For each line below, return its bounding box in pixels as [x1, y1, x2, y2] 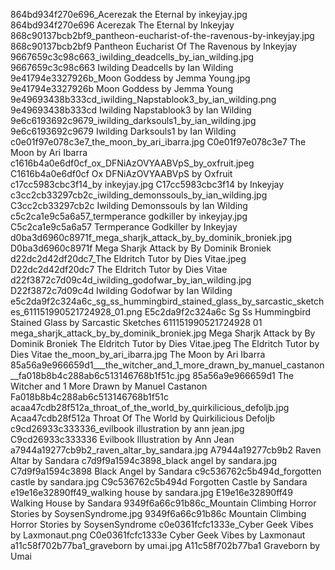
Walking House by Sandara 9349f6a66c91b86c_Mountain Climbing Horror [10, 497, 317, 509]
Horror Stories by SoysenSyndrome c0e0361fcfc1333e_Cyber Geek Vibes [10, 519, 314, 530]
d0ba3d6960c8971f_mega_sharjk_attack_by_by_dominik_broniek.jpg [10, 232, 293, 243]
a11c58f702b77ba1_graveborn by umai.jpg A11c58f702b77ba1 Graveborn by [10, 540, 321, 551]
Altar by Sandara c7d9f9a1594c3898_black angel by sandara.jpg [10, 455, 277, 466]
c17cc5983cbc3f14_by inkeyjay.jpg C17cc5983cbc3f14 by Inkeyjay [10, 179, 285, 190]
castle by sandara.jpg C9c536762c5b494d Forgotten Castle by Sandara [10, 476, 308, 488]
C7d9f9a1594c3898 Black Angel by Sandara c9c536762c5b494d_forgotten [10, 465, 322, 477]
